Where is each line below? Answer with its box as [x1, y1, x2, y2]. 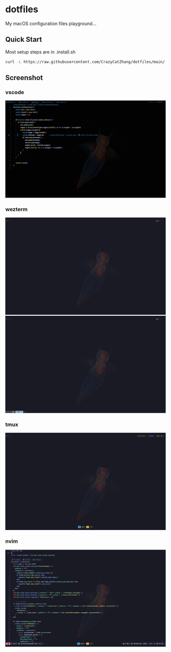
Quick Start [5, 35, 42, 44]
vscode [5, 88, 24, 95]
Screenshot [5, 73, 43, 82]
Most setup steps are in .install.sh [5, 48, 76, 55]
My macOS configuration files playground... [5, 20, 97, 27]
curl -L [5, 59, 22, 64]
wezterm [5, 206, 28, 213]
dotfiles [5, 4, 39, 15]
